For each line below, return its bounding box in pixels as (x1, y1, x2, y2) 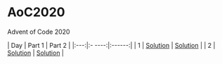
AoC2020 (7, 4, 65, 20)
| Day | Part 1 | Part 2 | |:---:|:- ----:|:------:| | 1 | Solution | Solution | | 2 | (7, 41, 216, 49)
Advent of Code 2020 (7, 27, 70, 36)
